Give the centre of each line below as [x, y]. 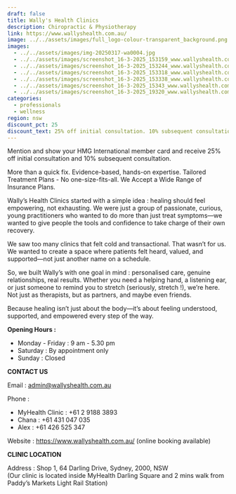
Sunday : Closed [41, 358]
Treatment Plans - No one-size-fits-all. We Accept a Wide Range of [105, 180]
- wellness [29, 112]
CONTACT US [28, 372]
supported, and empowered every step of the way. [81, 316]
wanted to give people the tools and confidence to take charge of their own [116, 223]
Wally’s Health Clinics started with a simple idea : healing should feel [106, 201]
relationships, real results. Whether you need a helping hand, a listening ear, [117, 280]
